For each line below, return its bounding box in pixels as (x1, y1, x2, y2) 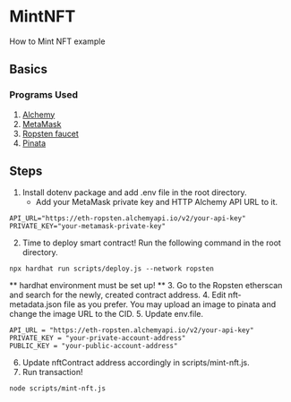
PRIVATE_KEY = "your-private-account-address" (9, 334, 186, 343)
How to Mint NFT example (9, 36, 106, 47)
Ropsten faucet (21, 128, 79, 139)
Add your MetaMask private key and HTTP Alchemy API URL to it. (35, 197, 278, 208)
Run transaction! (21, 367, 83, 378)
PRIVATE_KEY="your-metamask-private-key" (9, 222, 167, 231)
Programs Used (9, 89, 79, 101)
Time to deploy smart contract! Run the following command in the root (21, 237, 282, 248)
